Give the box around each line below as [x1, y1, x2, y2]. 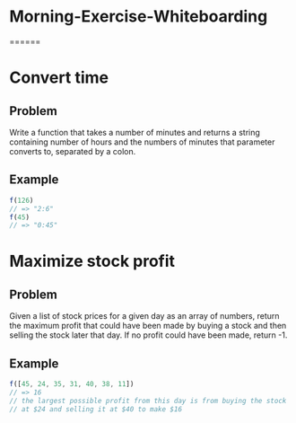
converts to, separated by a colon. [9, 145, 136, 156]
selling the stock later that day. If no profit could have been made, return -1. [9, 330, 288, 340]
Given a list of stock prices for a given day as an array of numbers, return [9, 311, 280, 322]
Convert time [9, 67, 109, 88]
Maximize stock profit [9, 251, 176, 271]
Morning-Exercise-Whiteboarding [9, 6, 268, 27]
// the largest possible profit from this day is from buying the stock [9, 396, 287, 405]
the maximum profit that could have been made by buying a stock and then [9, 321, 287, 331]
